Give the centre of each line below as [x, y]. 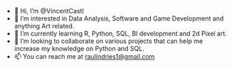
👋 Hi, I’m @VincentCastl [49, 11]
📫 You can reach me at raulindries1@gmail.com [84, 56]
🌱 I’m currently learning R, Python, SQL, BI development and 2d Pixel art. [121, 33]
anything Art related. [44, 26]
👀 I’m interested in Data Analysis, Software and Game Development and [119, 18]
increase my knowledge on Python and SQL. [79, 49]
